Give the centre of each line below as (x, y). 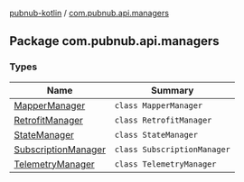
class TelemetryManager (165, 164)
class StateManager (156, 135)
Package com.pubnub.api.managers (114, 41)
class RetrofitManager (163, 120)
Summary (172, 90)
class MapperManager (159, 105)
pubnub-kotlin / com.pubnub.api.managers (89, 13)
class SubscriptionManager (172, 149)
